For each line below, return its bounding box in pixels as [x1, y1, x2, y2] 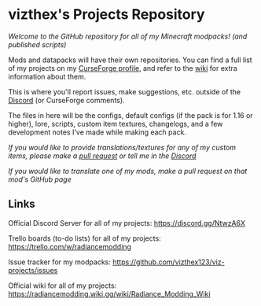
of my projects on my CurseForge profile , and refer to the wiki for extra [8, 63, 237, 72]
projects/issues [8, 265, 58, 275]
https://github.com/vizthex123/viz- [112, 257, 226, 267]
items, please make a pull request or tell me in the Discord [8, 151, 197, 160]
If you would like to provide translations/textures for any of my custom [8, 142, 237, 152]
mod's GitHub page [8, 175, 72, 184]
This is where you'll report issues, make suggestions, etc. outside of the [8, 87, 241, 96]
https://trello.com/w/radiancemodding [8, 241, 132, 251]
